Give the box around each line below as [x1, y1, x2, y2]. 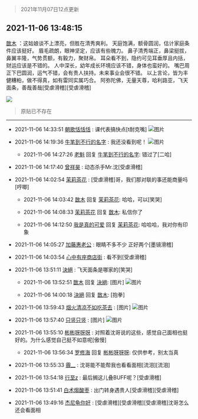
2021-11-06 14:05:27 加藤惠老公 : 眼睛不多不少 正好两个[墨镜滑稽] [14, 241, 174, 248]
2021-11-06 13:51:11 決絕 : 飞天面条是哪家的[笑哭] [14, 266, 133, 273]
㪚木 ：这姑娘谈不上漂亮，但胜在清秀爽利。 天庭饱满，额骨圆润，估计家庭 [6, 40, 184, 47]
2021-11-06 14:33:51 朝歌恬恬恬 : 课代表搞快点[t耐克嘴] [14, 125, 147, 132]
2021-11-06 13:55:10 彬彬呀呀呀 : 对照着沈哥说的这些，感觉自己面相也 [14, 329, 183, 336]
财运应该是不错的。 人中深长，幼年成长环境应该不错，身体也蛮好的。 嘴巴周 [6, 61, 190, 69]
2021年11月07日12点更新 [20, 6, 80, 12]
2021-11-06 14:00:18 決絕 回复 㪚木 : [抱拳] [23, 291, 125, 298]
